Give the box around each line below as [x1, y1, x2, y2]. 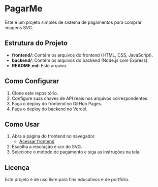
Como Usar [4, 120, 40, 129]
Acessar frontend [19, 139, 55, 144]
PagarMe [4, 3, 43, 14]
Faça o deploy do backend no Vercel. [11, 106, 88, 112]
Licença [4, 163, 30, 172]
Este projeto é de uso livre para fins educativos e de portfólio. [4, 177, 130, 183]
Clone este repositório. [11, 90, 59, 96]
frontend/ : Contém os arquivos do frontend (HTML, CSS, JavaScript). [11, 52, 153, 58]
